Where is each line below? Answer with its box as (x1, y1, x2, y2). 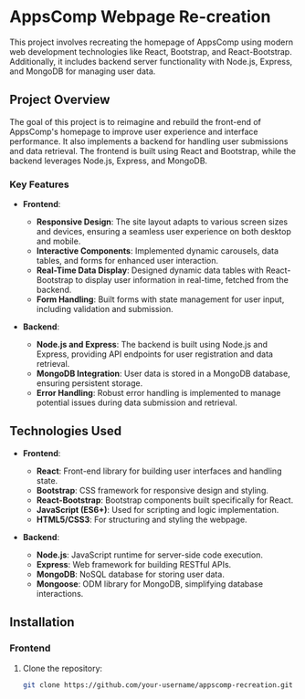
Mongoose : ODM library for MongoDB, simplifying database (36, 578, 263, 589)
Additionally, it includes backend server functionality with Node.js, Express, (9, 56, 293, 67)
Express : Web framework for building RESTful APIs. (36, 558, 232, 569)
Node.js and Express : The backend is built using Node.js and (36, 339, 268, 350)
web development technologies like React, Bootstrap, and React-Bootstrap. (9, 46, 292, 57)
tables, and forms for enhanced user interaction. (36, 256, 219, 266)
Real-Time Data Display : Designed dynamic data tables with (36, 265, 264, 276)
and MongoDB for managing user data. (9, 66, 156, 77)
